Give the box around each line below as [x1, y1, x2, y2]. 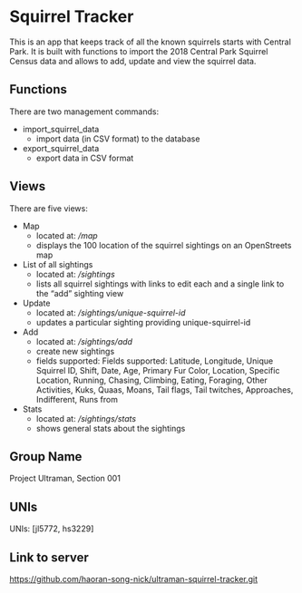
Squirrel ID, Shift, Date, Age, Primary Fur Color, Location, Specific [35, 365, 280, 375]
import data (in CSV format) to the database [35, 133, 200, 144]
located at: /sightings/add [35, 335, 133, 346]
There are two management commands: [9, 106, 160, 117]
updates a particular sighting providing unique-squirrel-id [35, 316, 251, 327]
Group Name [9, 449, 83, 464]
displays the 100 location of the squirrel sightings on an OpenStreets [35, 239, 292, 250]
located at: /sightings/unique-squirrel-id [35, 306, 186, 318]
